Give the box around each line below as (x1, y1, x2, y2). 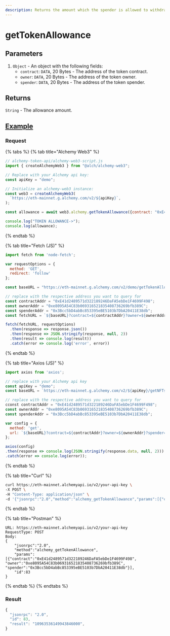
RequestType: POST (5, 530, 44, 535)
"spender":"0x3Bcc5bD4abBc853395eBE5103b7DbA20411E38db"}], (5, 565, 135, 571)
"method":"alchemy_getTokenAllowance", (14, 548, 99, 553)
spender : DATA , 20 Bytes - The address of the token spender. (20, 79, 146, 85)
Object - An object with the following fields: (12, 63, 103, 69)
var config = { (5, 421, 37, 426)
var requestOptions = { (5, 261, 56, 266)
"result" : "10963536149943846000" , (10, 621, 85, 627)
